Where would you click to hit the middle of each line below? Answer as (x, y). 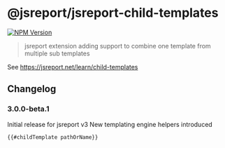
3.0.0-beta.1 (29, 109)
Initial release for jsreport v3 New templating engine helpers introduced (110, 124)
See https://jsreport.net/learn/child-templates (73, 67)
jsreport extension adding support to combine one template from (117, 46)
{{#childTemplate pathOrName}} (53, 137)
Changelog (32, 89)
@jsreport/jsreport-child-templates (113, 13)
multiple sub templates (57, 53)
